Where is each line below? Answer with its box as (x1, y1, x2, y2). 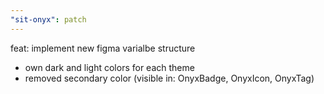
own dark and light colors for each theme (24, 61, 195, 73)
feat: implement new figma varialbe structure (10, 42, 196, 54)
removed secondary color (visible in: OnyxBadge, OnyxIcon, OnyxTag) (24, 72, 315, 84)
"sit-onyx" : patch (10, 14, 87, 25)
